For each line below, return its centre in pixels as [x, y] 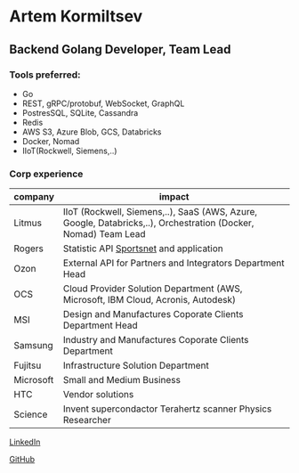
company [34, 197]
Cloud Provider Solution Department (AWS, [153, 289]
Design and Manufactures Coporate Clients [153, 314]
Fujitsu [28, 365]
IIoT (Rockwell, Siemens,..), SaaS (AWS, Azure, [160, 212]
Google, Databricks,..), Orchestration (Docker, [158, 223]
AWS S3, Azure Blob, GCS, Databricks [92, 132]
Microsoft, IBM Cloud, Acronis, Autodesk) [149, 300]
